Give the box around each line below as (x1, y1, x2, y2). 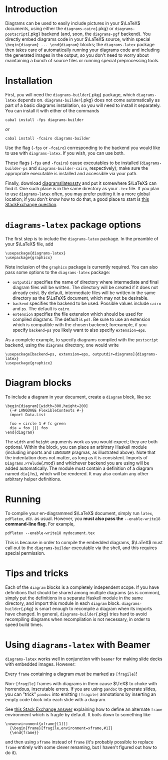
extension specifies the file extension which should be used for (12, 311, 143, 317)
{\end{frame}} (9, 730, 39, 735)
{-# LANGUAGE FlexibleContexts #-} (9, 408, 84, 413)
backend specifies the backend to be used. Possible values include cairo (12, 300, 161, 306)
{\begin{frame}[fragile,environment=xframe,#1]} (9, 725, 113, 731)
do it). (5, 749, 17, 755)
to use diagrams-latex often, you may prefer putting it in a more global (5, 191, 150, 197)
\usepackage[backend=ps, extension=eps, (5, 351, 91, 357)
